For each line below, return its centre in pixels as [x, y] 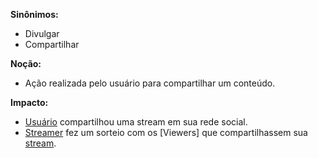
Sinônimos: [34, 14]
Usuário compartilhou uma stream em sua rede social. [136, 122]
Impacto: [29, 102]
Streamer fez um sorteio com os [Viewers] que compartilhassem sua [166, 132]
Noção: [26, 63]
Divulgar [42, 33]
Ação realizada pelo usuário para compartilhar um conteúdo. [150, 83]
